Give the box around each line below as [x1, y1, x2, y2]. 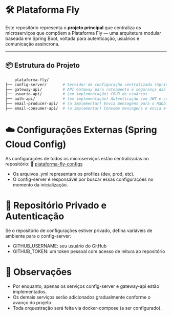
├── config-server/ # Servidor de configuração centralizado [5, 82, 153, 87]
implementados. [12, 288, 47, 294]
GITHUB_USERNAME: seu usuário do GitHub [12, 243, 107, 249]
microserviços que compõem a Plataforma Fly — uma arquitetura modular [5, 30, 161, 36]
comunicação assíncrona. [5, 40, 60, 47]
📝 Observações [5, 266, 72, 278]
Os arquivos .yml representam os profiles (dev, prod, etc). [12, 171, 135, 177]
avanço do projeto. [12, 299, 53, 305]
